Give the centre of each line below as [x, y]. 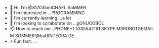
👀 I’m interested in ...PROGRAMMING [47, 13]
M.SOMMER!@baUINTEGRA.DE [42, 36]
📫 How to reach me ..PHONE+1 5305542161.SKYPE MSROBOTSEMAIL [82, 29]
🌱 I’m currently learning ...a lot [40, 18]
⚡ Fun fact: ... [23, 41]
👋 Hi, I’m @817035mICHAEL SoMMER [48, 8]
